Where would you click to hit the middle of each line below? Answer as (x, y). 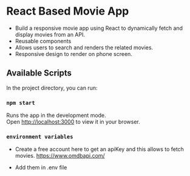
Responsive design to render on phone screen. (73, 54)
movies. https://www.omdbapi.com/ (60, 156)
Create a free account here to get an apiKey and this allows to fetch (99, 149)
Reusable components (43, 41)
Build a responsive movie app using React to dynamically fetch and (99, 28)
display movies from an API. (50, 34)
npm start (21, 103)
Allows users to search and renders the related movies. (84, 48)
